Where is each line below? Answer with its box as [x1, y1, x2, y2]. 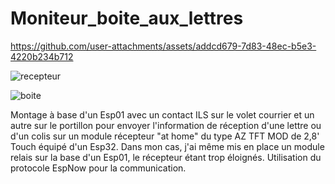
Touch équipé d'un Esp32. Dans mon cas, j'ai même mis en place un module [10, 140, 325, 152]
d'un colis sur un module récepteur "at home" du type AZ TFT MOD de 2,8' [10, 130, 320, 142]
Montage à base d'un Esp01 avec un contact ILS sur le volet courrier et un [10, 108, 315, 121]
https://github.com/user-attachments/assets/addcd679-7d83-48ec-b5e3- [10, 40, 317, 52]
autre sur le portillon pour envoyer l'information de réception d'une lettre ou [10, 119, 322, 131]
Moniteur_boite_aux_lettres [10, 7, 244, 30]
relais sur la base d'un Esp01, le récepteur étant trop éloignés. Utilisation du [10, 151, 322, 163]
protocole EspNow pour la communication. [10, 162, 187, 174]
